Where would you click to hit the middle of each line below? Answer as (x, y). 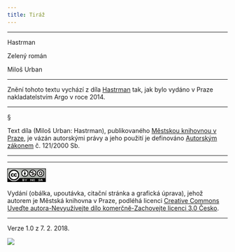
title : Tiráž (26, 15)
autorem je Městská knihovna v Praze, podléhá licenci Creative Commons (113, 200)
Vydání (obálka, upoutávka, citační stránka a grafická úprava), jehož (105, 193)
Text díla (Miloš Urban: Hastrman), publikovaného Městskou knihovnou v (112, 130)
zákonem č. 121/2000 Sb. (44, 145)
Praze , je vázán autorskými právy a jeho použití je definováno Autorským (112, 138)
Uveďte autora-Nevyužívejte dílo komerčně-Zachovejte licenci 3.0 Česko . (113, 208)
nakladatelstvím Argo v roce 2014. (56, 97)
